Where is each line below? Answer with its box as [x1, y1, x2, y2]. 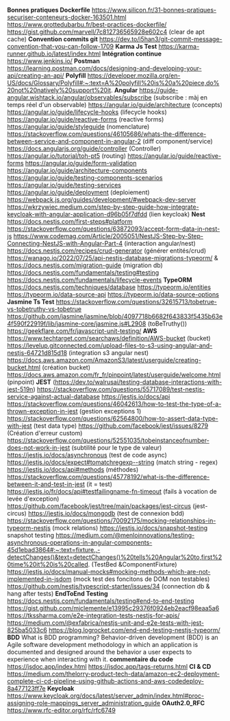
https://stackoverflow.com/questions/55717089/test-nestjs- [36, 385, 205, 393]
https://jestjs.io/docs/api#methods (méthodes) [7, 466, 139, 473]
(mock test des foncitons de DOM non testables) [73, 575, 210, 583]
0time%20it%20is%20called [7, 560, 89, 569]
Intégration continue [102, 49, 162, 58]
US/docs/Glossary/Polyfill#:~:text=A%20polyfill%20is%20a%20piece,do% [7, 79, 220, 87]
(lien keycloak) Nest [149, 210, 205, 218]
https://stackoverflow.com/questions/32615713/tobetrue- [55, 298, 218, 306]
